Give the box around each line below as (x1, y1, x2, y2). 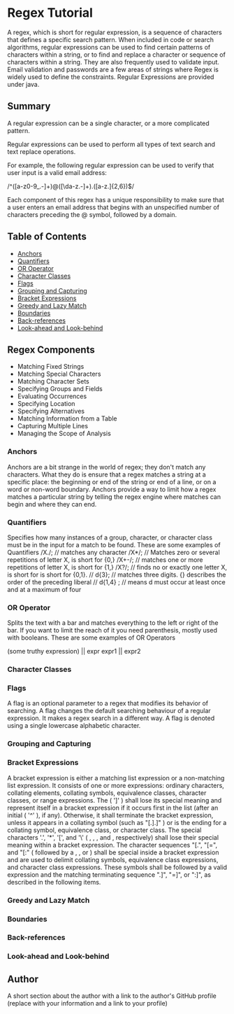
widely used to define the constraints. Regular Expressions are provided (7, 72, 214, 81)
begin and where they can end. (7, 500, 97, 508)
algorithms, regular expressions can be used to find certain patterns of (7, 43, 211, 51)
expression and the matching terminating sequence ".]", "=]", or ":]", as (7, 870, 212, 879)
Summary (7, 100, 51, 113)
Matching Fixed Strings (17, 362, 85, 371)
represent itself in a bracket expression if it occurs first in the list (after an (7, 803, 219, 812)
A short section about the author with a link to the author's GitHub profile (7, 992, 217, 1000)
